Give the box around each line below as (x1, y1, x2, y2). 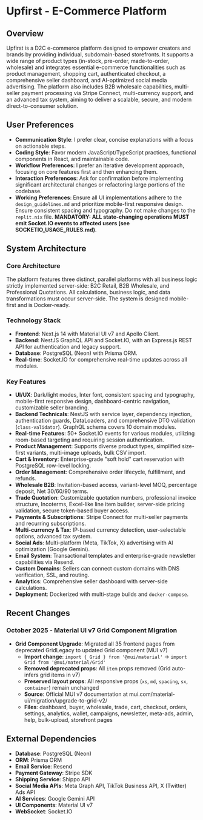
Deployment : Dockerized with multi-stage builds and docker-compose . (15, 590, 189, 598)
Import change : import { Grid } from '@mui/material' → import (24, 653, 188, 660)
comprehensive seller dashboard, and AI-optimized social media (6, 77, 167, 84)
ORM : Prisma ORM (15, 756, 62, 764)
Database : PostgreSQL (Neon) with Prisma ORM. (15, 349, 138, 357)
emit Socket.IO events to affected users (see (15, 219, 130, 226)
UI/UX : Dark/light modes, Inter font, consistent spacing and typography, (15, 391, 195, 398)
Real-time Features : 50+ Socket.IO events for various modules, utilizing (15, 430, 195, 437)
